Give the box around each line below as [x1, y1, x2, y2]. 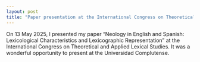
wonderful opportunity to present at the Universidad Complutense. [6, 49, 170, 56]
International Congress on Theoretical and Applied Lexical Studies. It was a [6, 43, 190, 50]
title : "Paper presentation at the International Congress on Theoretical [6, 14, 196, 20]
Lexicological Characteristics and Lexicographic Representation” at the [6, 37, 180, 44]
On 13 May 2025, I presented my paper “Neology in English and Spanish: [6, 30, 185, 37]
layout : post [6, 8, 39, 15]
